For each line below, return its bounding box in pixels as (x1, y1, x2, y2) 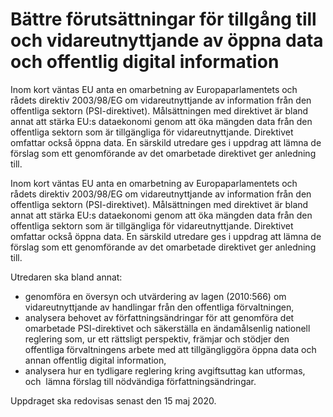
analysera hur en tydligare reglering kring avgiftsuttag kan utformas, (24, 364, 306, 377)
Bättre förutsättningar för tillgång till (10, 8, 317, 31)
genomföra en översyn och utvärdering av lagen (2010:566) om (24, 290, 287, 302)
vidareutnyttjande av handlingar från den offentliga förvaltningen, (24, 301, 295, 313)
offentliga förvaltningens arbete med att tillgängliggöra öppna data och (24, 343, 317, 355)
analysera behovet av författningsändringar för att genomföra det (24, 311, 295, 323)
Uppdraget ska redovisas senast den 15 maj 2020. (10, 394, 217, 407)
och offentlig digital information (10, 51, 280, 73)
